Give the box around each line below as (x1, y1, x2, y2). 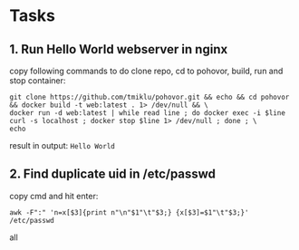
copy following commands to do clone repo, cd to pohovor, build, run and (9, 65, 284, 76)
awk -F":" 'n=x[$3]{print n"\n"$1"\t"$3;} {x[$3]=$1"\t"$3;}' (9, 207, 249, 217)
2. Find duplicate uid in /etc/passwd (9, 167, 216, 182)
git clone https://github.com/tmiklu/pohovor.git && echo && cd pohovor (9, 92, 290, 101)
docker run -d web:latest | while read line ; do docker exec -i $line (9, 109, 285, 118)
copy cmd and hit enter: (9, 190, 99, 201)
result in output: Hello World (9, 140, 115, 150)
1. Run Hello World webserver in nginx (9, 42, 228, 57)
